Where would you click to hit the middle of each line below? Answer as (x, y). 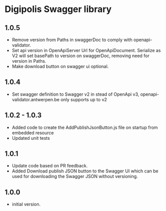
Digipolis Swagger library (58, 9)
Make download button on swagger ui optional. (60, 66)
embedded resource (33, 133)
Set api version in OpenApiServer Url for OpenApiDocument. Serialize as (86, 50)
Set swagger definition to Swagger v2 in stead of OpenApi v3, (76, 94)
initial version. (26, 204)
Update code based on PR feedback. (50, 166)
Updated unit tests (31, 138)
